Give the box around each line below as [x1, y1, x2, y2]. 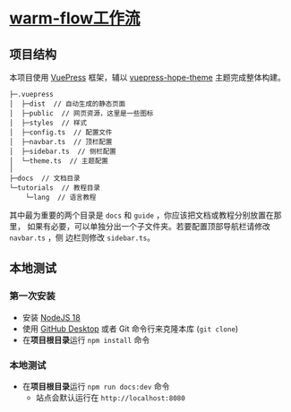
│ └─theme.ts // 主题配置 [9, 157, 109, 166]
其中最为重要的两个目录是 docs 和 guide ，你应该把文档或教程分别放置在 [9, 210, 275, 220]
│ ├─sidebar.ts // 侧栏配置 [9, 147, 116, 156]
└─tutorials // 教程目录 [9, 184, 101, 193]
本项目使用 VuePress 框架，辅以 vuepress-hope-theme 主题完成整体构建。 [9, 73, 287, 82]
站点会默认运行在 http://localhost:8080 [35, 391, 185, 403]
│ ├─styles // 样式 [9, 118, 88, 127]
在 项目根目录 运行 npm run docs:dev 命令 [21, 381, 170, 391]
